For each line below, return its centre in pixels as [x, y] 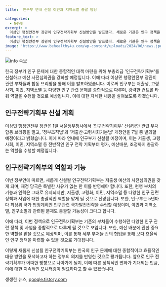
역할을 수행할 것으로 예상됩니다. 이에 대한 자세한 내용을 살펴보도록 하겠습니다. [85, 96]
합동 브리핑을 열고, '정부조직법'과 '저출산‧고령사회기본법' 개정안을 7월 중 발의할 [81, 132]
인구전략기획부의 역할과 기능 [46, 167]
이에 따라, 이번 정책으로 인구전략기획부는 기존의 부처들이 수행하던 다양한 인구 [79, 221]
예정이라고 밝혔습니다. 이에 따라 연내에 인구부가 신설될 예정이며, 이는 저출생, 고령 [83, 138]
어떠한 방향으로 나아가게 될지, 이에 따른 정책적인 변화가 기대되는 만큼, [93, 263]
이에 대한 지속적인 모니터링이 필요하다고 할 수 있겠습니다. [60, 269]
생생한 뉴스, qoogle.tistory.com [36, 280]
